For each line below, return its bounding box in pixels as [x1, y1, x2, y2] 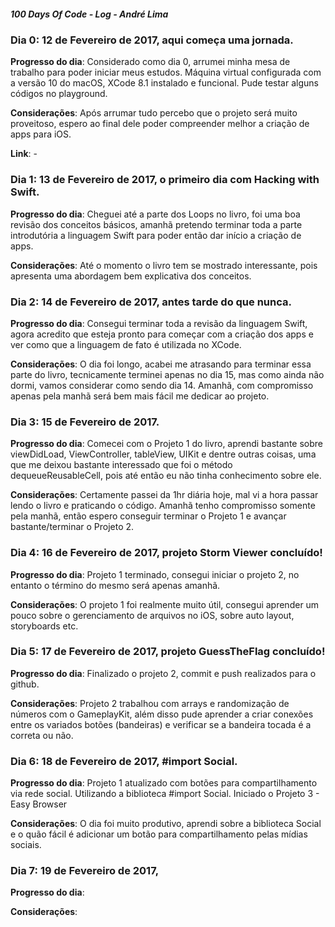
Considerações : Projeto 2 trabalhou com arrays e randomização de [10, 697, 290, 709]
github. [10, 678, 40, 690]
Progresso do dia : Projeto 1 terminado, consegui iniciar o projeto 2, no [10, 568, 300, 580]
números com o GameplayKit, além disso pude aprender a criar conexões [10, 708, 314, 720]
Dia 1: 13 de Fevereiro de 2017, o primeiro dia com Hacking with [10, 173, 320, 187]
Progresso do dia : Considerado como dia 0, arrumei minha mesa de [10, 56, 291, 68]
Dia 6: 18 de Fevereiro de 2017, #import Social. [10, 754, 238, 768]
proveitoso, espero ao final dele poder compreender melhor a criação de [10, 118, 310, 130]
